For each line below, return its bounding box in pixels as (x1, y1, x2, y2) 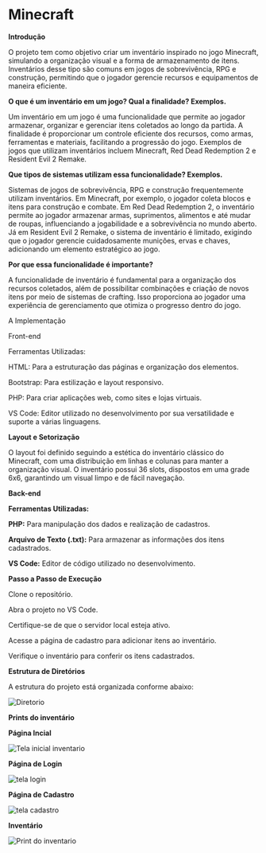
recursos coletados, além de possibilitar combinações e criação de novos (8, 283, 249, 293)
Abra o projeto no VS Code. (8, 605, 98, 614)
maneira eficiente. (8, 81, 67, 91)
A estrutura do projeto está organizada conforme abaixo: (8, 682, 195, 691)
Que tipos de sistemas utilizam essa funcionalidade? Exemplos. (8, 169, 223, 179)
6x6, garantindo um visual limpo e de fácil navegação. (8, 473, 185, 482)
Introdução (8, 32, 46, 41)
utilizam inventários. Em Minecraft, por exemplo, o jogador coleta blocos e (8, 193, 252, 203)
